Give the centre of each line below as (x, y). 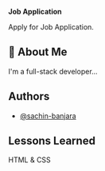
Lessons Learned (52, 141)
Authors (29, 96)
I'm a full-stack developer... (53, 71)
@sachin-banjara (48, 116)
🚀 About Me (38, 52)
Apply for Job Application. (51, 27)
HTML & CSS (30, 160)
